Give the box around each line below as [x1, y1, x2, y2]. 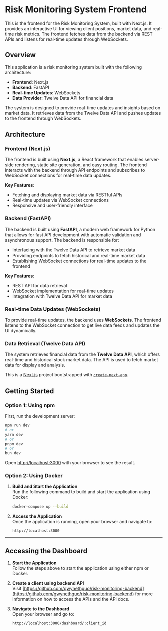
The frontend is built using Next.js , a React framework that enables [5, 157, 144, 163]
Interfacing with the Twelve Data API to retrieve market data [12, 247, 136, 253]
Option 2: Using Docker [5, 472, 63, 479]
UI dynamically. [5, 328, 37, 334]
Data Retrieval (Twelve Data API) [5, 340, 86, 347]
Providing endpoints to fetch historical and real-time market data [12, 252, 146, 258]
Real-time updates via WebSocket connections [12, 197, 109, 203]
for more [135, 591, 153, 597]
